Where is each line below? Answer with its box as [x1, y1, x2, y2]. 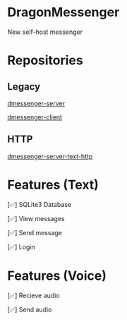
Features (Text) [7, 177, 99, 193]
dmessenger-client [7, 112, 62, 121]
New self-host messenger [7, 28, 83, 36]
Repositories [7, 52, 83, 69]
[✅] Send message [7, 228, 62, 237]
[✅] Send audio [7, 305, 52, 314]
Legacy [7, 81, 41, 93]
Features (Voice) [7, 268, 107, 283]
